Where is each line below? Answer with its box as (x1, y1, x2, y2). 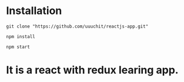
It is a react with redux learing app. (6, 63, 179, 77)
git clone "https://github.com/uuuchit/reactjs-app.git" (6, 23, 149, 29)
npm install (6, 33, 35, 39)
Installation (6, 4, 62, 18)
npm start (6, 44, 31, 50)
